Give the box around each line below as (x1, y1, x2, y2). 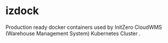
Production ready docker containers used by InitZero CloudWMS (5, 24, 162, 31)
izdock (5, 4, 39, 18)
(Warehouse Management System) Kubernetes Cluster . (5, 29, 141, 37)
